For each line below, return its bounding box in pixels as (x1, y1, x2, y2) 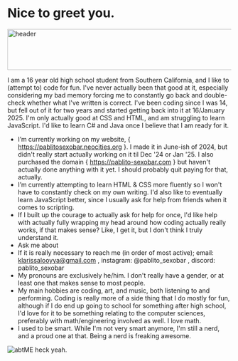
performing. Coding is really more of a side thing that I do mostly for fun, (17, 293, 230, 302)
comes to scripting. (17, 203, 75, 211)
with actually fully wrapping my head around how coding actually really (17, 218, 226, 226)
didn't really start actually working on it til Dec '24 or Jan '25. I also (17, 150, 214, 158)
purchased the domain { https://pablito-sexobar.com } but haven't (17, 157, 211, 166)
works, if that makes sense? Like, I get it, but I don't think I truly (17, 226, 203, 234)
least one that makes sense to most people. (17, 278, 146, 287)
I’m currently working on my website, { (17, 135, 131, 143)
